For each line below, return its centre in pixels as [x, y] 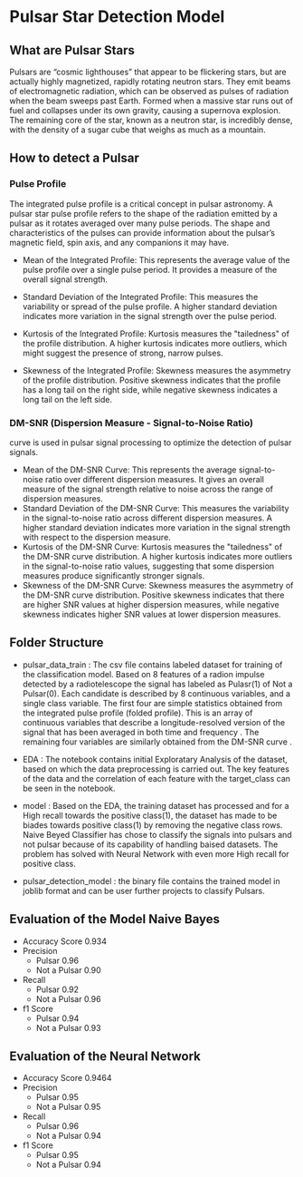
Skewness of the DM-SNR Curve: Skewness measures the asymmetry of [158, 585]
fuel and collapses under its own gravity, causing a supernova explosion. [145, 110]
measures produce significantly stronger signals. [114, 575]
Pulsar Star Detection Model [117, 17]
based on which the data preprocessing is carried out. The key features [156, 769]
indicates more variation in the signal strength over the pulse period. [150, 316]
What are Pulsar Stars [72, 50]
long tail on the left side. [67, 399]
